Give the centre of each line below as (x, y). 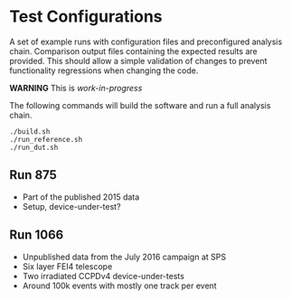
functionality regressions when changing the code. (104, 70)
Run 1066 (37, 235)
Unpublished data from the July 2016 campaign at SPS (124, 257)
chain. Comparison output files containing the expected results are (133, 51)
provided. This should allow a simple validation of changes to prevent (138, 61)
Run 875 (33, 175)
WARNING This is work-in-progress (76, 88)
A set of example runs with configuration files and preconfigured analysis (146, 42)
